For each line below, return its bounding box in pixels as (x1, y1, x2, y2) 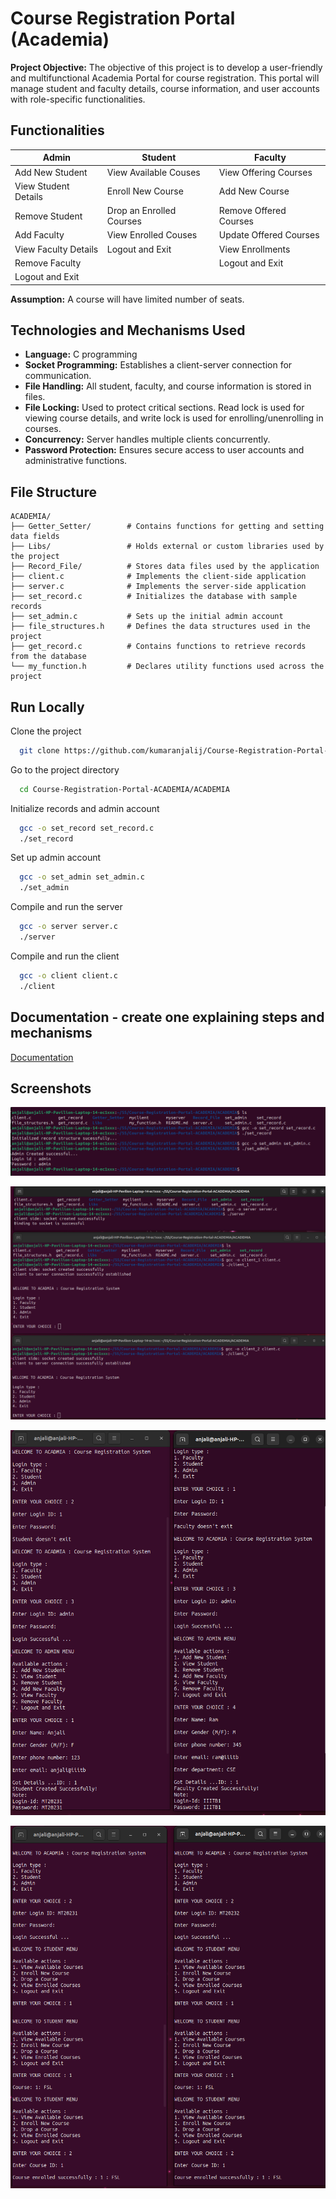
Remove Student (14, 210, 83, 222)
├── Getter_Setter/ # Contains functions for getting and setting (10, 522, 325, 532)
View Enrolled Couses (106, 229, 198, 241)
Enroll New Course (106, 185, 184, 197)
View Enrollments (218, 243, 291, 255)
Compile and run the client (10, 950, 120, 962)
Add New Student (14, 166, 88, 178)
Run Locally (10, 698, 85, 716)
